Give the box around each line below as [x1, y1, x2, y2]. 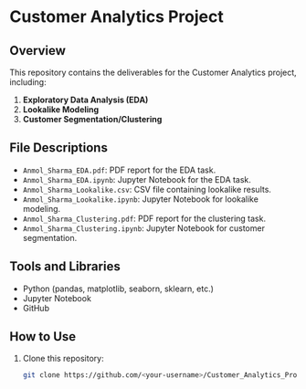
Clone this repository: [22, 353, 104, 364]
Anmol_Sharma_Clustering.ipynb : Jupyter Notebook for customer [22, 222, 265, 234]
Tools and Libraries [9, 258, 121, 275]
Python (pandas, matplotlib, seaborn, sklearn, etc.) [22, 283, 215, 294]
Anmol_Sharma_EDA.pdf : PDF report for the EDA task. [22, 164, 216, 175]
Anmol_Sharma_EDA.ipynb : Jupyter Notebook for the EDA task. [22, 173, 251, 184]
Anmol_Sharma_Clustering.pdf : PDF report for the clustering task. [22, 213, 267, 224]
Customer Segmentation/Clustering [22, 114, 163, 124]
